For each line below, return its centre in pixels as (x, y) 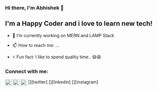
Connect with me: (27, 71)
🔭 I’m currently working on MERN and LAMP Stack (63, 35)
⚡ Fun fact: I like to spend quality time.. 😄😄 (57, 57)
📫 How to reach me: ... (36, 45)
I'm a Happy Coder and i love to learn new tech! (79, 24)
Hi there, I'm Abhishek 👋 (34, 8)
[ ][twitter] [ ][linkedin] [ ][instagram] (63, 82)
